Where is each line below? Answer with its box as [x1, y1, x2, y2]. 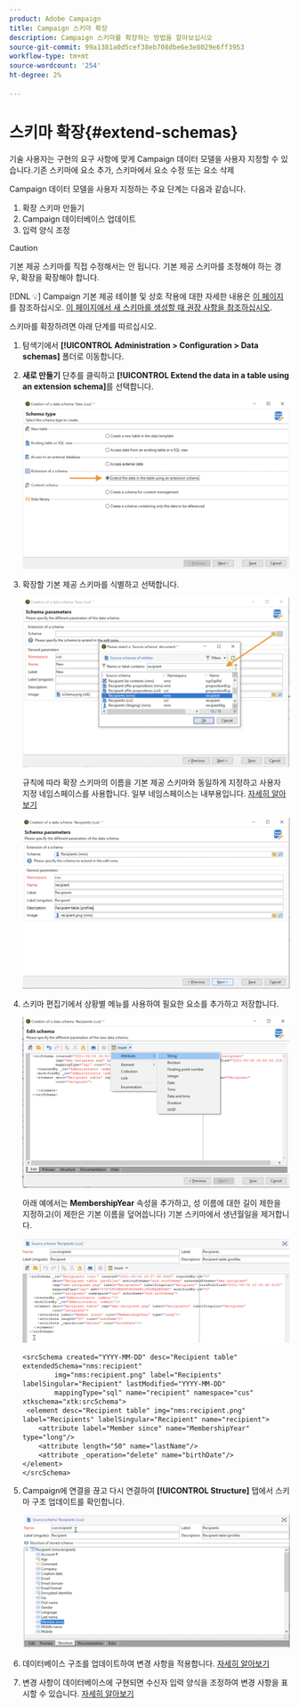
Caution [9, 242, 38, 253]
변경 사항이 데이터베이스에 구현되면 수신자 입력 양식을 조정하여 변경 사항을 [21, 1678, 279, 1688]
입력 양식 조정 [21, 224, 70, 235]
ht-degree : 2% [9, 71, 62, 80]
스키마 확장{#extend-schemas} [9, 122, 238, 142]
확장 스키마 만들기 [21, 202, 85, 213]
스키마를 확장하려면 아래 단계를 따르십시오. [9, 320, 158, 331]
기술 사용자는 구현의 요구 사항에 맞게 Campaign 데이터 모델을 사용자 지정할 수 [9, 153, 279, 164]
